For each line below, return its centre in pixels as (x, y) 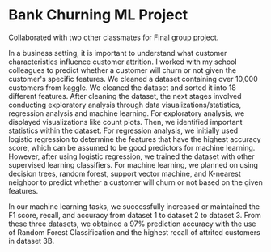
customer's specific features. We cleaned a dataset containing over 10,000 (133, 79)
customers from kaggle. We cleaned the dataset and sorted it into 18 (122, 88)
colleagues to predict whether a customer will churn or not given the (123, 70)
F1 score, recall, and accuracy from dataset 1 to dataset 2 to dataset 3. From (135, 215)
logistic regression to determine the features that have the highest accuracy (135, 139)
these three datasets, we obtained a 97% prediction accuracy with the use (132, 224)
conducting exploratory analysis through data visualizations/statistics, (125, 105)
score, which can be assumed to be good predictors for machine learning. (132, 147)
